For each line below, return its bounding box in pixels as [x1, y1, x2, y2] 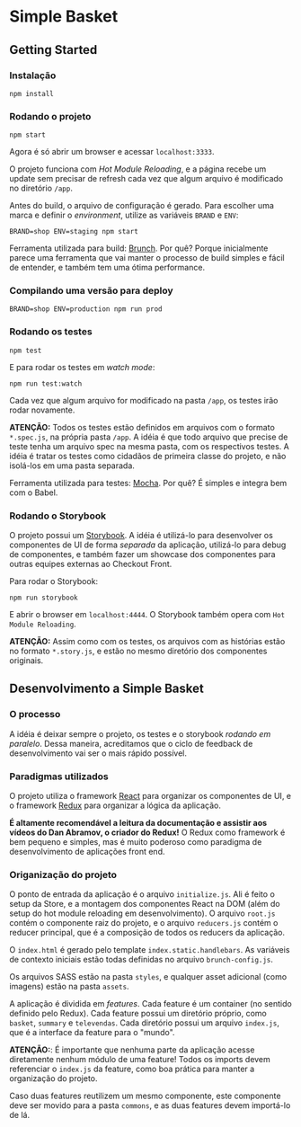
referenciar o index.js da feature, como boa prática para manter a [9, 1063, 255, 1075]
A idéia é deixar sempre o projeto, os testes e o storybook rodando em [9, 728, 271, 739]
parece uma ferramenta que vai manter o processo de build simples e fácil [9, 253, 285, 263]
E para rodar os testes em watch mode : [9, 361, 155, 372]
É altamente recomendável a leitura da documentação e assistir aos [9, 818, 268, 829]
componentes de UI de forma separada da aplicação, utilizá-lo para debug [9, 539, 287, 550]
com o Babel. [9, 487, 58, 498]
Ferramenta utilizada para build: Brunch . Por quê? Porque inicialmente [9, 243, 269, 253]
